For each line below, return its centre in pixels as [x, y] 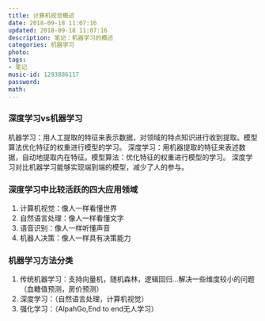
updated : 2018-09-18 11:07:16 [58, 30]
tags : [17, 60]
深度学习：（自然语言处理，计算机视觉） [84, 299]
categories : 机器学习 [42, 45]
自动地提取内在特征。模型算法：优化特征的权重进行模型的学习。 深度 [134, 157]
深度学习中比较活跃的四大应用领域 [73, 189]
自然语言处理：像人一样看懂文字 [72, 218]
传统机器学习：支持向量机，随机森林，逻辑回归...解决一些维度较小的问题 [137, 279]
